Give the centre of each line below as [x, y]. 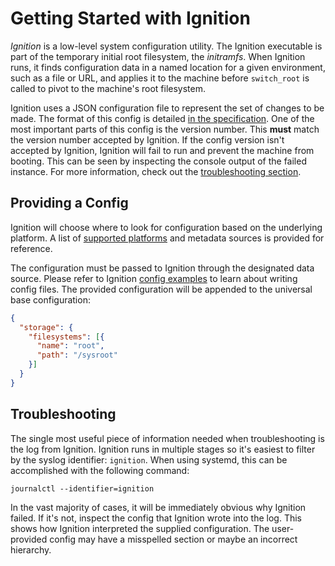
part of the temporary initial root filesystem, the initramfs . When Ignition [158, 56]
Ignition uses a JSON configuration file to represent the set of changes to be [167, 108]
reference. [31, 248]
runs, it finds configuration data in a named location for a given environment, [168, 67]
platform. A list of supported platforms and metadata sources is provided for [167, 238]
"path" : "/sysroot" [77, 355]
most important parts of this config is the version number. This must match [165, 129]
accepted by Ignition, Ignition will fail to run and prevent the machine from [162, 150]
